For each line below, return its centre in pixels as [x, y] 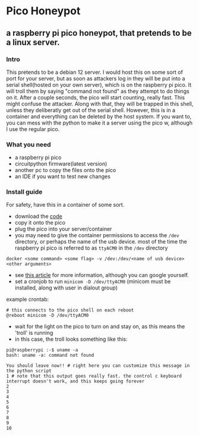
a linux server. [33, 42]
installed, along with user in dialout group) [66, 288]
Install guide [24, 192]
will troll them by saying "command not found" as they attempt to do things [98, 91]
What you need [29, 144]
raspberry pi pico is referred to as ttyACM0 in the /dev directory [91, 248]
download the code [38, 216]
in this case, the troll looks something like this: [71, 339]
